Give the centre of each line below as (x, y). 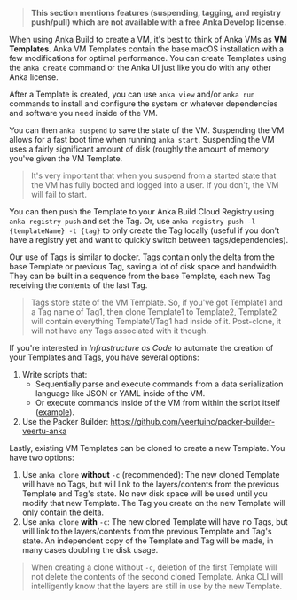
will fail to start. (59, 195)
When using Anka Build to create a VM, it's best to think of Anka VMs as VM (148, 39)
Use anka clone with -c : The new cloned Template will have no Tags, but (155, 522)
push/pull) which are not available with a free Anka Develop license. (159, 22)
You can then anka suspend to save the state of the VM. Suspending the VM (147, 130)
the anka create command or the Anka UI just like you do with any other (141, 67)
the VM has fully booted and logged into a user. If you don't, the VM (155, 185)
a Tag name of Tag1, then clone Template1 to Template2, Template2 (154, 312)
